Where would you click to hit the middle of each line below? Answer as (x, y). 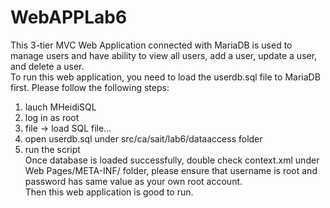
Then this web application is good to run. (109, 192)
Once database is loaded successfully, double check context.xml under (172, 160)
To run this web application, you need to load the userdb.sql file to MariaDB (165, 77)
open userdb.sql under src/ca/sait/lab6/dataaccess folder (143, 138)
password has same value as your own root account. (133, 181)
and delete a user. (47, 66)
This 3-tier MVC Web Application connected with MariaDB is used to (151, 45)
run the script (52, 149)
